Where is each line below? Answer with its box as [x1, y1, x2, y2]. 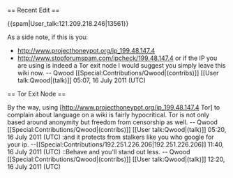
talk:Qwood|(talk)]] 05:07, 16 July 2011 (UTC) [17, 76, 146, 84]
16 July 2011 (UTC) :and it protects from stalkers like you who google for [7, 133, 214, 141]
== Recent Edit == [7, 6, 60, 14]
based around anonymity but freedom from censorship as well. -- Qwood [7, 118, 218, 126]
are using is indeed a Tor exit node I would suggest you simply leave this [17, 61, 226, 69]
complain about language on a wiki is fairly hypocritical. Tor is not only [7, 111, 210, 119]
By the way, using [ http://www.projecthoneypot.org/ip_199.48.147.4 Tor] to [7, 103, 220, 111]
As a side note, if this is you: [7, 33, 89, 41]
